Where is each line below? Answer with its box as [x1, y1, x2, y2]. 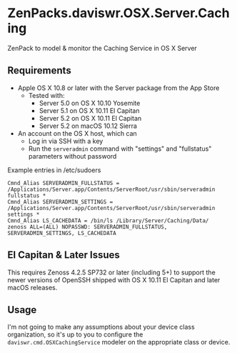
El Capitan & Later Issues [7, 249, 120, 262]
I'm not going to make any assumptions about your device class [7, 323, 195, 332]
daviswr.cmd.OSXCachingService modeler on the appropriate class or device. [7, 338, 231, 347]
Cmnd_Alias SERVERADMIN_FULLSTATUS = [7, 179, 120, 187]
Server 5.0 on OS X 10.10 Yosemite [39, 99, 141, 107]
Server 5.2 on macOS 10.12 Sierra [39, 121, 138, 130]
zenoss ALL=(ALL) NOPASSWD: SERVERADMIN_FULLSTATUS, [7, 223, 168, 230]
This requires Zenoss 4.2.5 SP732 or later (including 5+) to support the [7, 268, 216, 277]
